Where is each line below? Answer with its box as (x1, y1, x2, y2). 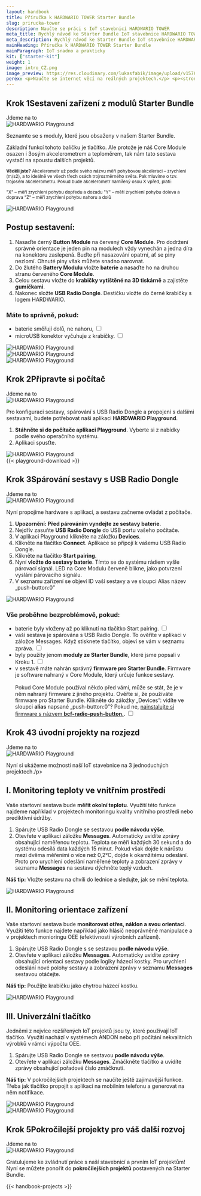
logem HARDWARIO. (14, 296, 66, 303)
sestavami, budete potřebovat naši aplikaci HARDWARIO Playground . (6, 414, 178, 421)
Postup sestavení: (6, 222, 75, 233)
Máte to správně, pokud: (6, 311, 79, 319)
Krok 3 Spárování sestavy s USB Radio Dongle (6, 474, 179, 484)
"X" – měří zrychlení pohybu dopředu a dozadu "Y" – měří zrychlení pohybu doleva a (6, 189, 181, 195)
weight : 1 (6, 59, 31, 65)
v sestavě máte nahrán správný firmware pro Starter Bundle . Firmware (14, 665, 191, 672)
